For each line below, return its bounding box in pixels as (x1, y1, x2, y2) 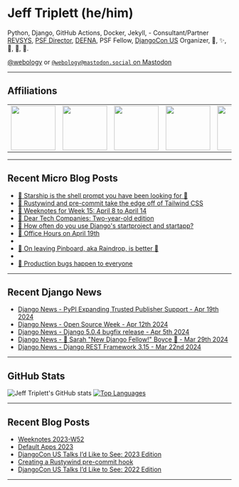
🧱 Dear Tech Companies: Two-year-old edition (17, 214, 154, 222)
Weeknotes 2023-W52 (17, 435, 85, 443)
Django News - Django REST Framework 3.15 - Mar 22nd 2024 (17, 343, 201, 351)
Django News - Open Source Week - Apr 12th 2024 (17, 320, 169, 329)
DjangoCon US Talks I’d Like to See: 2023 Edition (17, 450, 162, 459)
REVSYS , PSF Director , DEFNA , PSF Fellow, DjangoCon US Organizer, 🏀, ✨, (7, 35, 227, 44)
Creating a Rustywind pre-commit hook (17, 458, 134, 466)
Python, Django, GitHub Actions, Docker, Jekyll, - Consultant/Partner (7, 28, 209, 37)
